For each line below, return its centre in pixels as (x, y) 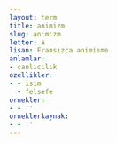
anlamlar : (27, 59)
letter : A (27, 42)
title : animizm (37, 26)
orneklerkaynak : (39, 116)
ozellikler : (31, 75)
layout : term (33, 17)
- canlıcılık (33, 68)
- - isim (25, 83)
